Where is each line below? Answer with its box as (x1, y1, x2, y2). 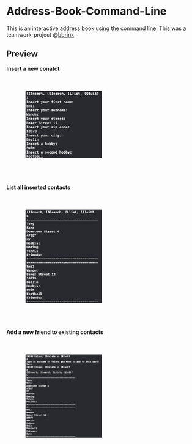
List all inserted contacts (6, 183, 71, 191)
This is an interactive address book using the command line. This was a (6, 24, 186, 32)
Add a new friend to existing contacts (6, 328, 104, 336)
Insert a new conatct (6, 65, 60, 72)
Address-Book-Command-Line (6, 4, 167, 18)
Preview (6, 49, 39, 59)
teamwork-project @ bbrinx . (6, 31, 76, 38)
